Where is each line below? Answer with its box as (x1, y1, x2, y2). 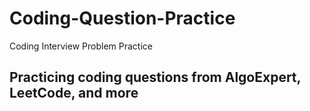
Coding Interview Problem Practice (9, 40, 153, 52)
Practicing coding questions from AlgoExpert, (9, 69, 301, 86)
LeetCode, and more (9, 85, 139, 102)
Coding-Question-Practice (9, 7, 236, 30)
